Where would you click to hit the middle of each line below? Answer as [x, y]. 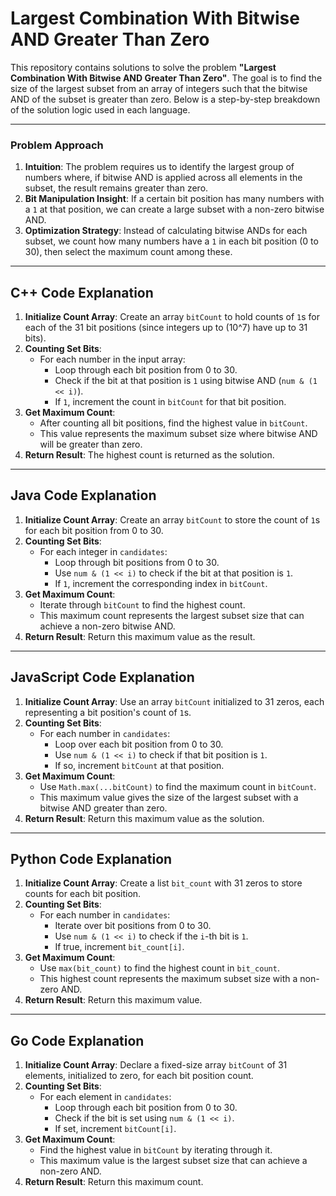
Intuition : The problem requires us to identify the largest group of [159, 167]
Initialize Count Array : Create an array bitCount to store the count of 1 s [172, 519]
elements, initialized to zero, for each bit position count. [139, 1076]
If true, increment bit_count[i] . [119, 947]
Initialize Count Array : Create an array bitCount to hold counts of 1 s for [172, 317]
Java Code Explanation [83, 495]
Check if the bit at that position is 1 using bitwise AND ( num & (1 [186, 381]
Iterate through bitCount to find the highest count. [142, 604]
